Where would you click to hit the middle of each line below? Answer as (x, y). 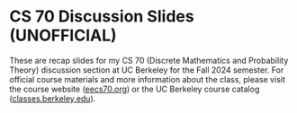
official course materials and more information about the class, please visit (147, 79)
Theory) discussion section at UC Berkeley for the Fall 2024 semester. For (147, 70)
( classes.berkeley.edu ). (53, 98)
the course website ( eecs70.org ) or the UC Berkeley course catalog (135, 89)
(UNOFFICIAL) (63, 35)
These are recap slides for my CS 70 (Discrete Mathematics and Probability (149, 60)
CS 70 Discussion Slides (102, 17)
